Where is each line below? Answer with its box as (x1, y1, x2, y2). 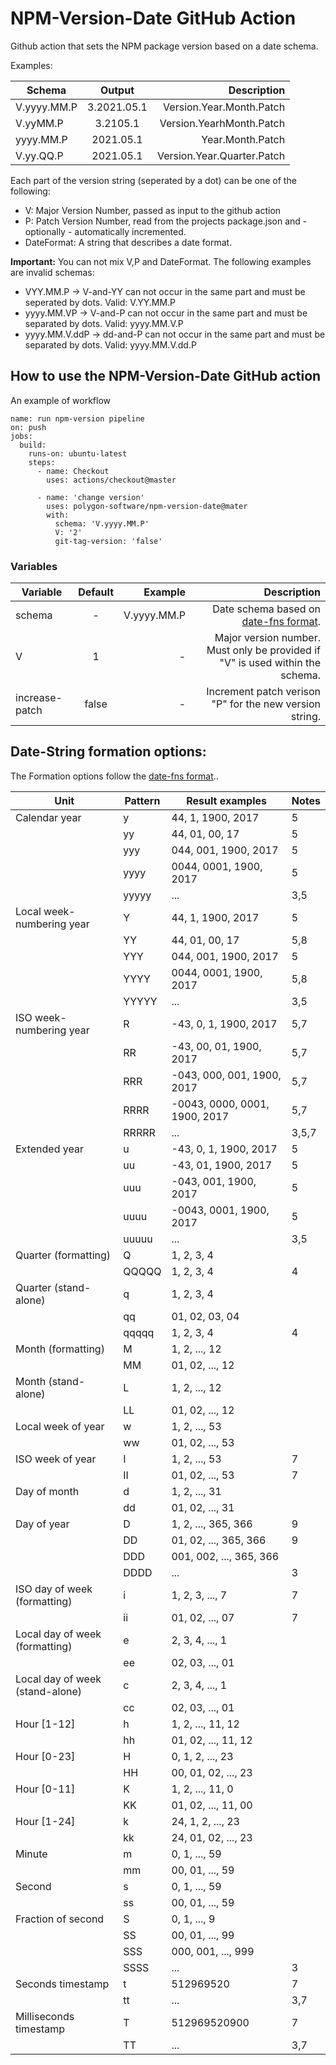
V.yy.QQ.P (15, 148, 64, 162)
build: (19, 440, 47, 450)
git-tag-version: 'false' (54, 536, 163, 546)
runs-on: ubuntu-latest (28, 448, 128, 459)
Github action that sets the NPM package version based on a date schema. (10, 40, 319, 52)
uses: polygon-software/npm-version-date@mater (46, 501, 248, 511)
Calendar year (15, 810, 82, 824)
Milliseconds (15, 2009, 75, 2023)
